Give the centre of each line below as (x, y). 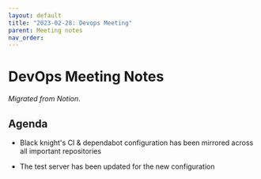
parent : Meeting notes (45, 30)
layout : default (35, 15)
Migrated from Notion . (44, 99)
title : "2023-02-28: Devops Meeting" (70, 23)
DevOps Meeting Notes (86, 77)
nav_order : (26, 38)
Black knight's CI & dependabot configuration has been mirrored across (136, 143)
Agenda (28, 124)
